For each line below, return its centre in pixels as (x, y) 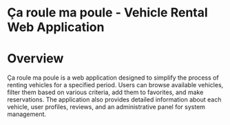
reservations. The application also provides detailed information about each (114, 100)
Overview (35, 59)
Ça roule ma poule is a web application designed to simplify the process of (113, 78)
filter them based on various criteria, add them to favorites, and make (105, 92)
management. (27, 114)
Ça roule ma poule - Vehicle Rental (107, 13)
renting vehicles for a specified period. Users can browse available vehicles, (115, 85)
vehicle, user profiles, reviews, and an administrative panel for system (106, 107)
